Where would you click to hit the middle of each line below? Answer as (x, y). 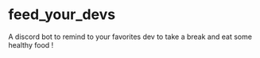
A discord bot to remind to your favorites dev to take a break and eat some (130, 37)
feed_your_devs (62, 15)
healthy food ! (31, 44)
